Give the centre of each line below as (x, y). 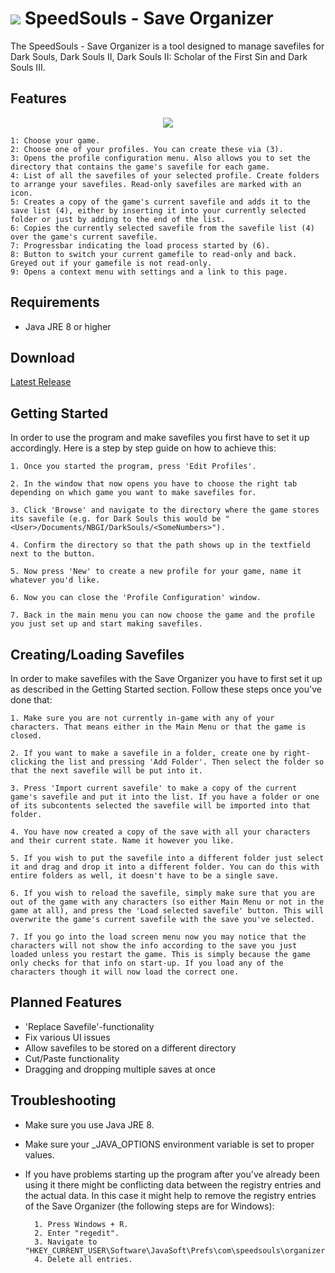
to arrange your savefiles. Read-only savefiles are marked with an (156, 184)
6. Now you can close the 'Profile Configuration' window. (136, 598)
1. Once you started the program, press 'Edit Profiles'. (133, 467)
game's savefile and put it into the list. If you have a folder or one (165, 797)
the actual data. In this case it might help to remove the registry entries (170, 1195)
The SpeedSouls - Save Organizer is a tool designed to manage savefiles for (167, 46)
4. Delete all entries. (83, 1259)
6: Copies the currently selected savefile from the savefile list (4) (162, 228)
